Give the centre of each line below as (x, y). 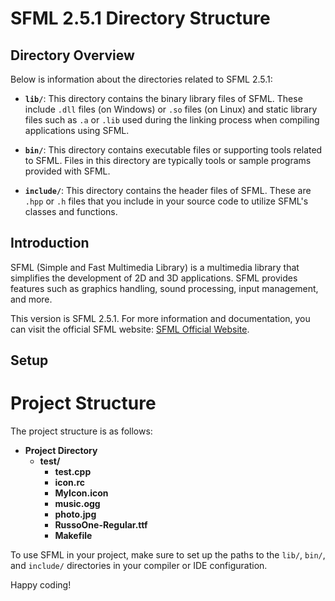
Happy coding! (41, 585)
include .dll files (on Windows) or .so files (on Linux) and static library (171, 109)
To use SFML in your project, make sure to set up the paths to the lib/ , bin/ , (168, 555)
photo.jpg (75, 514)
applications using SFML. (77, 130)
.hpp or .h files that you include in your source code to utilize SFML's (166, 201)
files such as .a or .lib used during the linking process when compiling (172, 120)
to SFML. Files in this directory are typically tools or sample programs (168, 160)
